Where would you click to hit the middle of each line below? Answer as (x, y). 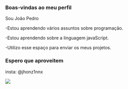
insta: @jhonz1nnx (24, 71)
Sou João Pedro (22, 19)
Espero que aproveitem (34, 61)
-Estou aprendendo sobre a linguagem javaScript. (57, 38)
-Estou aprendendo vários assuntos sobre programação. (64, 28)
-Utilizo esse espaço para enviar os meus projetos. (58, 48)
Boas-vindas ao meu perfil (38, 8)
